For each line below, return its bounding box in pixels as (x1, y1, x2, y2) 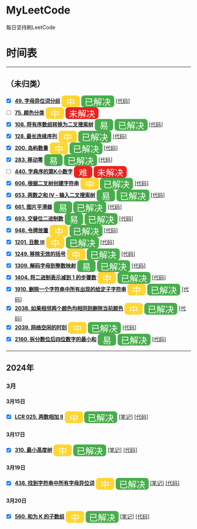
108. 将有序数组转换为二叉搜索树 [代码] (14, 121, 163, 128)
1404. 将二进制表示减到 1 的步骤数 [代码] (14, 274, 166, 281)
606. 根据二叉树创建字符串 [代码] (14, 179, 149, 187)
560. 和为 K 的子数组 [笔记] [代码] (14, 513, 150, 520)
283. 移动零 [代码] (14, 156, 113, 163)
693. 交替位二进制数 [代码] (14, 215, 134, 222)
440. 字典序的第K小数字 (14, 168, 73, 175)
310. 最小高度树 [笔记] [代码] (14, 447, 138, 454)
